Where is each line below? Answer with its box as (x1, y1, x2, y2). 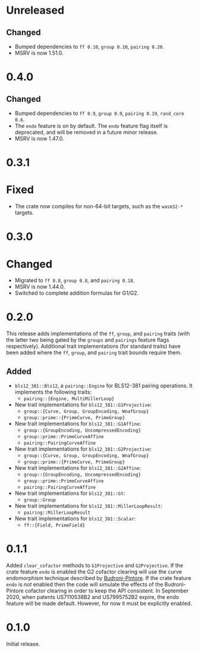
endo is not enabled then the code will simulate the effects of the (6, 581, 163, 588)
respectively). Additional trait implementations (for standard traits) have (6, 343, 181, 350)
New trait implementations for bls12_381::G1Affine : (14, 420, 141, 427)
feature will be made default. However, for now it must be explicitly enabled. (6, 600, 192, 607)
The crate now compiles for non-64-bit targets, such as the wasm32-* (14, 203, 183, 210)
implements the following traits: (14, 388, 92, 395)
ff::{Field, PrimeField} (23, 522, 86, 528)
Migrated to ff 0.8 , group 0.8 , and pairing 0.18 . (14, 277, 135, 284)
